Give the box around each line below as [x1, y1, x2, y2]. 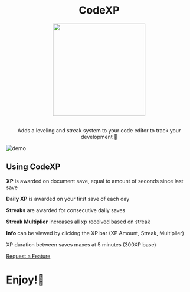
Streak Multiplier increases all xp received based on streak [6, 218, 150, 225]
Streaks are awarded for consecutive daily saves [6, 206, 126, 213]
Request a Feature [6, 252, 51, 259]
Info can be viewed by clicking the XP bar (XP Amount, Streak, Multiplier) [6, 229, 185, 236]
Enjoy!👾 [6, 273, 45, 287]
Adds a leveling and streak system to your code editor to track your [17, 126, 181, 134]
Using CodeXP [6, 162, 61, 172]
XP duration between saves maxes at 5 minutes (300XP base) [6, 241, 156, 248]
